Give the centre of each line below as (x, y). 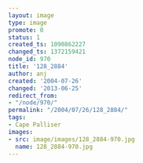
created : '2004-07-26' (45, 81)
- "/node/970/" (33, 103)
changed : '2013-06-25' (45, 88)
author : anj (27, 74)
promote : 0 (26, 30)
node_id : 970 (29, 60)
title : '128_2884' (38, 67)
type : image (27, 23)
